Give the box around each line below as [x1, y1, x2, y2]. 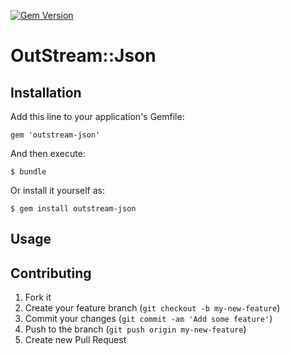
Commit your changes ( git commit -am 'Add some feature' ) [24, 313, 273, 325]
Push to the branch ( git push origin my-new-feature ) [24, 323, 247, 335]
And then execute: [10, 148, 86, 159]
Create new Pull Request [24, 334, 127, 346]
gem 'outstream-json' [10, 130, 101, 140]
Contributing [10, 265, 92, 282]
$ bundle [10, 167, 47, 177]
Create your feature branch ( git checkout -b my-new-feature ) [24, 302, 281, 314]
